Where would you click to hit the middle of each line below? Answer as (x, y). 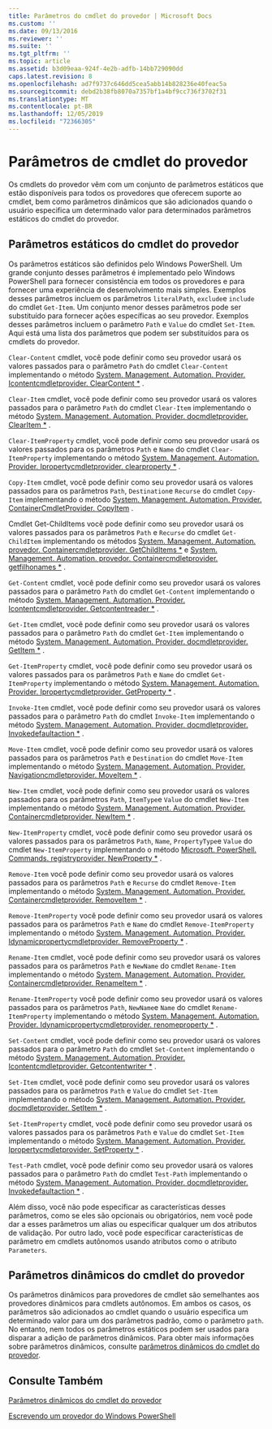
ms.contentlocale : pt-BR (50, 106)
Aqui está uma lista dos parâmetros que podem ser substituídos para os (129, 333)
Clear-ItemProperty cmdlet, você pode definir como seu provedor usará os (134, 440)
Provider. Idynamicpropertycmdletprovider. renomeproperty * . (113, 1025)
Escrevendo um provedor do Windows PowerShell (92, 1416)
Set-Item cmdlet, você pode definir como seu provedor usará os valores (129, 1081)
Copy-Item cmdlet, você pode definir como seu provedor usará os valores (131, 482)
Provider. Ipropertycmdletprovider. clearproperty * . (95, 466)
